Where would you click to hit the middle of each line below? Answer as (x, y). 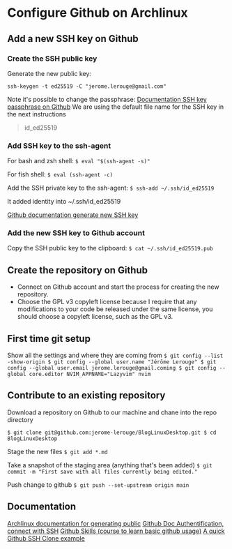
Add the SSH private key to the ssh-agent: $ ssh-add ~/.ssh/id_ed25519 (111, 188)
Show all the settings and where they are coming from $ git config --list (115, 355)
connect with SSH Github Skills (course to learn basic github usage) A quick (116, 531)
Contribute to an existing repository (86, 396)
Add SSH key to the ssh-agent (59, 146)
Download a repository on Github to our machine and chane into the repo (112, 412)
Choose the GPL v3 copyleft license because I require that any (107, 302)
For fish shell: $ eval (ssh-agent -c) (60, 174)
